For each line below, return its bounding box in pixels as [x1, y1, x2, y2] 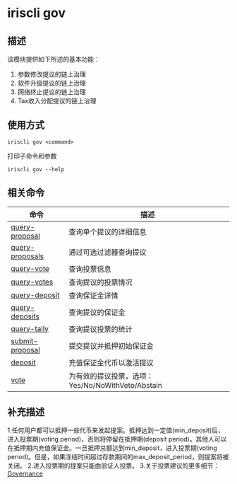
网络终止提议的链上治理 [17, 88, 86, 96]
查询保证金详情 [68, 290, 119, 300]
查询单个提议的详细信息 [68, 226, 147, 236]
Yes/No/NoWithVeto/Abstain [68, 380, 162, 390]
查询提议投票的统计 [68, 324, 133, 334]
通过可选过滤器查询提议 [68, 247, 147, 257]
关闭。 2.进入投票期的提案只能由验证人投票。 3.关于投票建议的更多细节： [7, 461, 220, 470]
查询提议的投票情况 [68, 277, 133, 287]
